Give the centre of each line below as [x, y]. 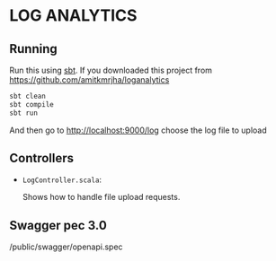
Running [34, 49]
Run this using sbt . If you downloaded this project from [111, 70]
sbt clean [28, 96]
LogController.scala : [62, 179]
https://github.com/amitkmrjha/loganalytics [89, 80]
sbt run [24, 113]
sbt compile [31, 104]
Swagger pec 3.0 [58, 225]
